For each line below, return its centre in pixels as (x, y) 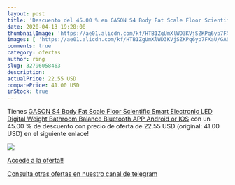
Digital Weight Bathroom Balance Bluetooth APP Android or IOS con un (109, 119)
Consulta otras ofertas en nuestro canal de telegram (83, 174)
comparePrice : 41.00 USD (43, 85)
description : (26, 72)
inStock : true (28, 91)
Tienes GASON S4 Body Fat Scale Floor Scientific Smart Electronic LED (110, 112)
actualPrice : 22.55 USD (42, 79)
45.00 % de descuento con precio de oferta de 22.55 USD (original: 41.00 (114, 126)
